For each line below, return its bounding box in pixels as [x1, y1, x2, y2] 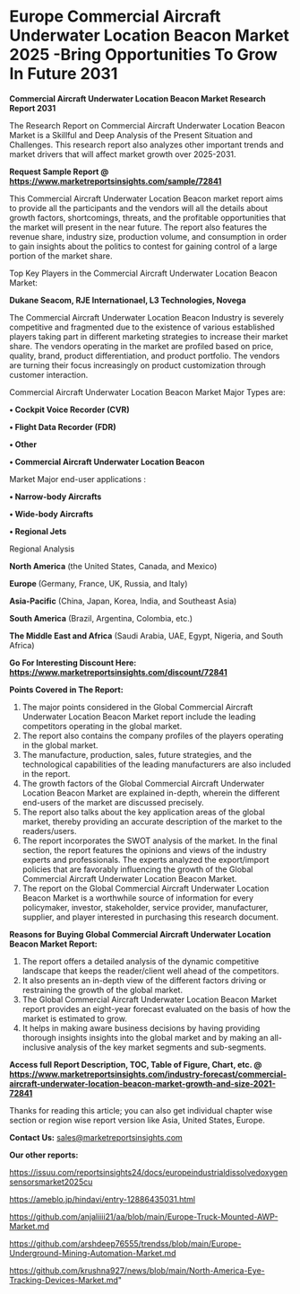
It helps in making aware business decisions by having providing [21, 1022, 261, 1034]
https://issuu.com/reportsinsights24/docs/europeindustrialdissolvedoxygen [9, 1166, 288, 1177]
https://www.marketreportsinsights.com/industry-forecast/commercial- [9, 1069, 287, 1079]
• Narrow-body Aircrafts [9, 491, 102, 502]
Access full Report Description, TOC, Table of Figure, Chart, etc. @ [9, 1059, 262, 1070]
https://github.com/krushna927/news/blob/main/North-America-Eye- [9, 1264, 266, 1276]
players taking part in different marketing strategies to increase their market [9, 330, 288, 342]
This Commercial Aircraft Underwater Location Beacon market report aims [9, 193, 284, 204]
